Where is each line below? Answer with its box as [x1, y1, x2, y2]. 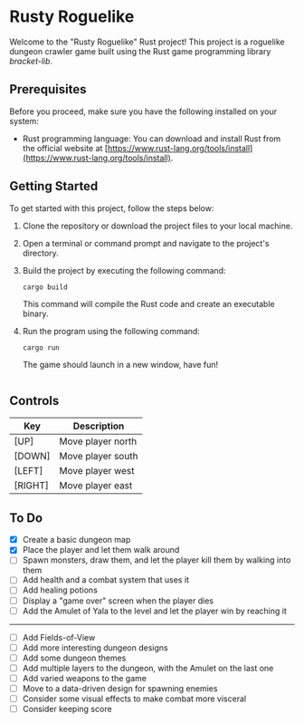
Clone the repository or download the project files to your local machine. [22, 220, 293, 231]
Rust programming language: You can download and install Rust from [22, 133, 281, 144]
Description [72, 419, 125, 432]
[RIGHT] [14, 479, 50, 492]
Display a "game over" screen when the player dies [22, 595, 214, 606]
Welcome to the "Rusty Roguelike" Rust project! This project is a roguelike [9, 36, 285, 47]
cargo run [22, 342, 61, 352]
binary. [22, 308, 49, 319]
